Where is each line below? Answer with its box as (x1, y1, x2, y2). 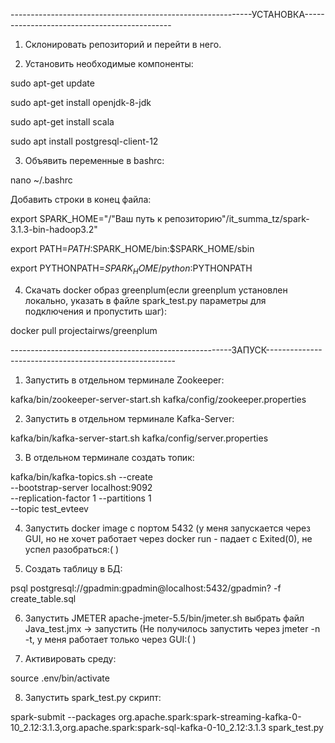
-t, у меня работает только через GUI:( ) (24, 633, 197, 645)
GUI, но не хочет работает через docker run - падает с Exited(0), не (24, 532, 313, 544)
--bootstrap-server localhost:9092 (10, 481, 153, 493)
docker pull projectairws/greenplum (10, 324, 158, 336)
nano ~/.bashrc (10, 174, 73, 186)
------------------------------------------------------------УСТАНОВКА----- (10, 9, 325, 20)
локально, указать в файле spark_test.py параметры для (24, 294, 267, 306)
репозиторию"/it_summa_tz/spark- (164, 213, 310, 224)
